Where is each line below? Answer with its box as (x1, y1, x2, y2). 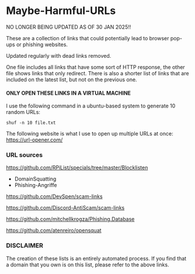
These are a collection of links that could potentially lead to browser (6, 34, 169, 41)
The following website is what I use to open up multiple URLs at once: (6, 130, 173, 137)
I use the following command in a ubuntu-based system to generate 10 (6, 102, 176, 109)
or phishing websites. (16, 41, 68, 48)
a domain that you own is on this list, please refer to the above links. (6, 261, 169, 268)
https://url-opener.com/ (6, 136, 63, 144)
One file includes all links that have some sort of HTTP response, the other (6, 63, 185, 71)
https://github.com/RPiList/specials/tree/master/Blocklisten (6, 164, 148, 171)
